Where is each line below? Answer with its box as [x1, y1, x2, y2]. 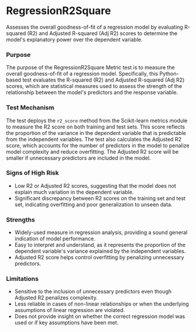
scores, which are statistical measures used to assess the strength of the [6, 83, 183, 90]
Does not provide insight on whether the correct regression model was [14, 313, 185, 320]
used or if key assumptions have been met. [14, 319, 119, 326]
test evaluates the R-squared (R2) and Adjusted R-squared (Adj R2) [22, 76, 185, 83]
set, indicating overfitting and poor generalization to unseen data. [14, 201, 173, 208]
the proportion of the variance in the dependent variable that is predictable [6, 129, 186, 136]
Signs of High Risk [6, 169, 59, 177]
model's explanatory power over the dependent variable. [6, 36, 143, 43]
